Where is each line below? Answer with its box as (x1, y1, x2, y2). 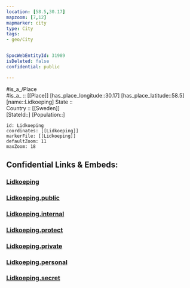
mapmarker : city (6, 20, 47, 26)
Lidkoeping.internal (6, 210, 65, 218)
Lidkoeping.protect (6, 226, 63, 234)
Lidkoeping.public (6, 193, 60, 202)
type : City (6, 25, 33, 32)
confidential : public (6, 63, 60, 69)
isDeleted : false (6, 58, 50, 64)
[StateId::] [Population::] (6, 111, 65, 118)
